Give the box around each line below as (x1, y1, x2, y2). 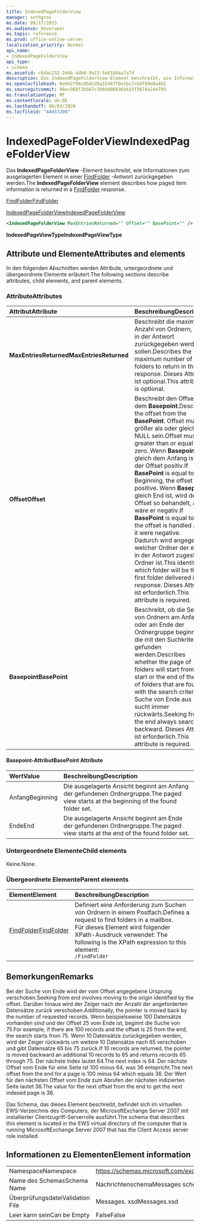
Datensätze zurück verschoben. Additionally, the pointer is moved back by (6, 1007, 187, 1014)
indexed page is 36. (6, 1089, 55, 1096)
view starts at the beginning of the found (63, 797, 177, 805)
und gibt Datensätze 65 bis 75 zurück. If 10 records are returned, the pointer (6, 1044, 192, 1051)
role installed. (6, 1132, 40, 1139)
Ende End (9, 822, 35, 830)
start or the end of (134, 673, 185, 681)
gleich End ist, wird (134, 491, 187, 500)
